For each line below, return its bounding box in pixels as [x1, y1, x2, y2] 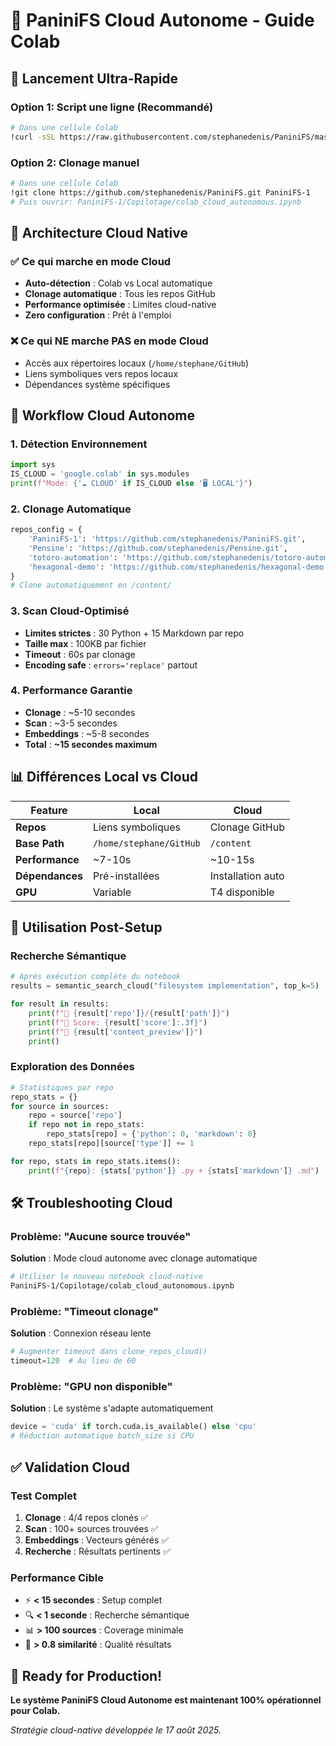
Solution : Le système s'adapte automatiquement [10, 1402, 214, 1414]
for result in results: [10, 999, 110, 1009]
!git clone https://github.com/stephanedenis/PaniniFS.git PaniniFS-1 [10, 187, 311, 198]
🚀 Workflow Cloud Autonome [10, 407, 196, 424]
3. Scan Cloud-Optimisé [10, 604, 130, 618]
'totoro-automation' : [28, 552, 118, 563]
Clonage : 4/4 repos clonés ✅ [24, 1511, 149, 1523]
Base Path [15, 836, 65, 850]
